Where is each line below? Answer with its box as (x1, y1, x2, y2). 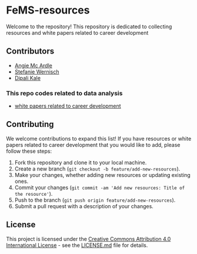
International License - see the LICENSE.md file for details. (6, 242, 148, 249)
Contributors (6, 46, 55, 56)
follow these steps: (6, 148, 52, 155)
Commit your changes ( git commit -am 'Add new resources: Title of (14, 183, 185, 191)
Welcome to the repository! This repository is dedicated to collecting (6, 23, 172, 30)
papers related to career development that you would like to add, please (6, 141, 181, 148)
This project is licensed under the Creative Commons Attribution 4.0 (6, 235, 171, 242)
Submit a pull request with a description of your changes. (14, 202, 154, 209)
